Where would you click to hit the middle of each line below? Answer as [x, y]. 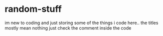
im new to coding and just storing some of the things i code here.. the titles [81, 23]
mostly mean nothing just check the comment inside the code [68, 28]
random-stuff [33, 9]
